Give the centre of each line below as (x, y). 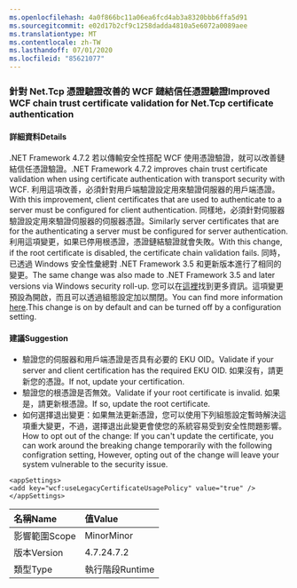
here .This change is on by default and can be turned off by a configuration (145, 307)
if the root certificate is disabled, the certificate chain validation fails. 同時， (147, 253)
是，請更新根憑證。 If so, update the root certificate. (116, 404)
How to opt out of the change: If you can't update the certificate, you (148, 436)
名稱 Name (35, 519)
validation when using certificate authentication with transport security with (147, 179)
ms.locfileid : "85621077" (57, 59)
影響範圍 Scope (45, 536)
